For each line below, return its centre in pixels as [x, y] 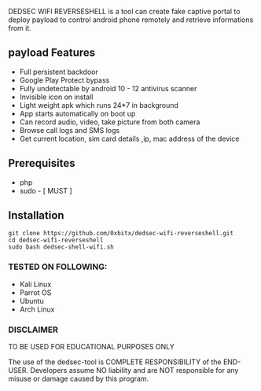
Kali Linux [35, 284]
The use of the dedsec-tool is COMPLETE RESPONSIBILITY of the [115, 362]
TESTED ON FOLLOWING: [58, 267]
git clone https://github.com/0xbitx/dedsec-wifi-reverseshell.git [121, 234]
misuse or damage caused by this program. [79, 379]
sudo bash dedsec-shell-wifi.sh [61, 247]
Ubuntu [32, 301]
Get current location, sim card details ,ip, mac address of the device [129, 138]
